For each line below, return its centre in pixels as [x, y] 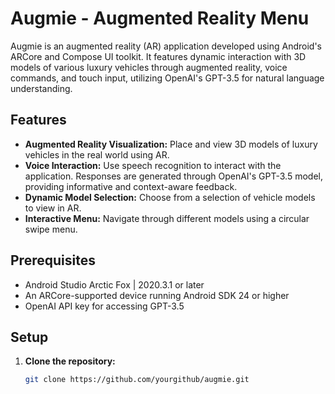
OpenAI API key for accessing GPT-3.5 [104, 306]
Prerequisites [53, 260]
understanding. [41, 88]
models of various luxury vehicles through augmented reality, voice [149, 67]
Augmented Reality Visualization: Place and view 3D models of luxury [171, 144]
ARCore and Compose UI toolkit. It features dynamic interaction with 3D [158, 56]
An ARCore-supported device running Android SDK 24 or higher [157, 295]
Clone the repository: [70, 361]
